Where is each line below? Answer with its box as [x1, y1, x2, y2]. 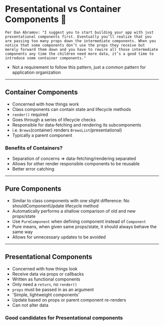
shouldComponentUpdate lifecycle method [12, 203, 99, 209]
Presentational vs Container [5, 3, 121, 15]
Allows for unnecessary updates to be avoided [12, 234, 106, 240]
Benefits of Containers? [5, 144, 63, 151]
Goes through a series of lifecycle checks [12, 116, 96, 123]
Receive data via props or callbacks [12, 271, 84, 277]
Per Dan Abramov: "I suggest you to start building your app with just [5, 30, 154, 35]
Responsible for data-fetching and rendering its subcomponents [12, 122, 142, 128]
